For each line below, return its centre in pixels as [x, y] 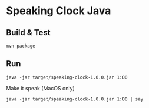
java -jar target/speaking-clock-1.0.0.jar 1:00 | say [75, 99]
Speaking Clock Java [59, 11]
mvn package [21, 46]
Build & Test [28, 33]
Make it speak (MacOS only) [40, 88]
